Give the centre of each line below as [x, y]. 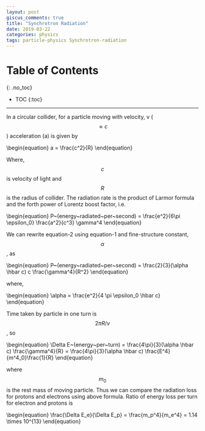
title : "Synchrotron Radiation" [47, 23]
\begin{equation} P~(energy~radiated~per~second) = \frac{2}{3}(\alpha [97, 265]
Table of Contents [52, 71]
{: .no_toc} [19, 87]
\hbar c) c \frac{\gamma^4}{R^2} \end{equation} [67, 272]
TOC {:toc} [29, 99]
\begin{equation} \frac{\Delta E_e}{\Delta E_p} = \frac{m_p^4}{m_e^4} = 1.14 [102, 415]
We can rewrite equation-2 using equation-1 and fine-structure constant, [98, 234]
